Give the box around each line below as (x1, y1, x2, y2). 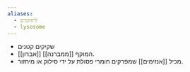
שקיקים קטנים (17, 43, 55, 51)
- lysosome (13, 23, 46, 30)
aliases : (7, 10, 33, 17)
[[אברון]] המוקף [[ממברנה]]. (17, 50, 95, 58)
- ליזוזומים (13, 17, 37, 24)
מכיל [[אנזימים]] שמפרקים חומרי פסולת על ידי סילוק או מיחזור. (17, 57, 184, 66)
